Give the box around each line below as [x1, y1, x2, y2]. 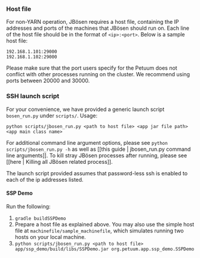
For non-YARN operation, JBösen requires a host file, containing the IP [6, 18, 179, 26]
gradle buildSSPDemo [14, 215, 66, 222]
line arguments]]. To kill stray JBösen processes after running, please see [6, 151, 187, 159]
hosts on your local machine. [14, 233, 87, 240]
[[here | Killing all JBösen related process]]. [6, 158, 113, 165]
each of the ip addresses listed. [6, 176, 84, 183]
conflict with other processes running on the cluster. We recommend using [6, 71, 190, 78]
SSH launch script [6, 92, 60, 100]
